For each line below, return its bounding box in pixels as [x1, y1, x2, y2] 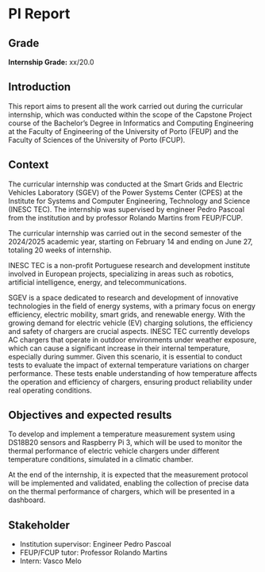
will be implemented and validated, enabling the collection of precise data [8, 478, 249, 488]
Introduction [8, 80, 71, 94]
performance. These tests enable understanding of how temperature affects [8, 368, 258, 378]
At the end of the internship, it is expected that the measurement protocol [8, 470, 248, 480]
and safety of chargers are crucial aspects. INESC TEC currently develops [8, 326, 250, 336]
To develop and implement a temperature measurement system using [8, 429, 236, 439]
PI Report [8, 5, 71, 23]
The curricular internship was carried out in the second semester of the [8, 228, 242, 238]
